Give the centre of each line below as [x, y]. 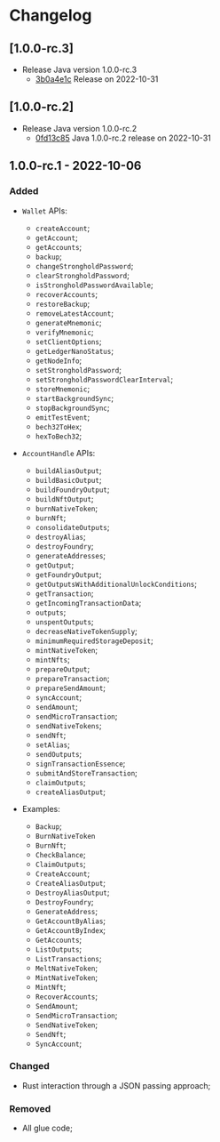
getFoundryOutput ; [68, 574]
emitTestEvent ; [63, 417]
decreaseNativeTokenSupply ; [86, 631]
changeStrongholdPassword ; [84, 265]
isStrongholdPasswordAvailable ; [94, 285]
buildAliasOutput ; [68, 470]
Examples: [41, 808]
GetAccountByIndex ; [71, 929]
